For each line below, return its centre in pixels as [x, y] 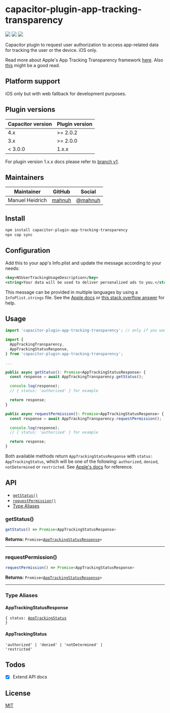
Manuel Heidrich [27, 200]
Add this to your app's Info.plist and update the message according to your [83, 263]
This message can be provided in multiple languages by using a [72, 292]
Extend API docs [30, 677]
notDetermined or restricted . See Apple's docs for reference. [69, 467]
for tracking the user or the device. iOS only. [51, 50]
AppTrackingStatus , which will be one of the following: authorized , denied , [82, 461]
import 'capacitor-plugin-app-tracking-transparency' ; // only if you [81, 331]
